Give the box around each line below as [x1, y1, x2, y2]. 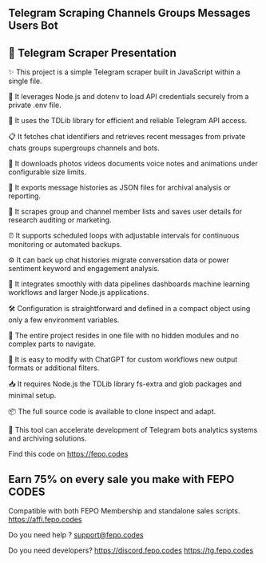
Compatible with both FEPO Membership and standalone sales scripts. [8, 506, 240, 516]
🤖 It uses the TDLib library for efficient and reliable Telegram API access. [8, 116, 248, 126]
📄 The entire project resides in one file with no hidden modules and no [8, 331, 240, 341]
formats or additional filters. [8, 363, 100, 373]
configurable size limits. [8, 167, 87, 177]
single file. [8, 76, 42, 86]
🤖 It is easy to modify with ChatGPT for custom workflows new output [8, 355, 238, 365]
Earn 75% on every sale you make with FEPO [8, 472, 235, 486]
